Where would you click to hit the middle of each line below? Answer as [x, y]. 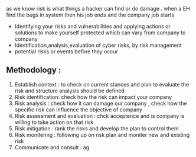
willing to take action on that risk [54, 122]
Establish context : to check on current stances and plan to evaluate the [102, 84]
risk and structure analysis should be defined [70, 91]
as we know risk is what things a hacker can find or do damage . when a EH [98, 9]
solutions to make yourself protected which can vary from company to [100, 33]
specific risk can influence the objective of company [79, 110]
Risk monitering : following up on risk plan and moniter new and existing [102, 134]
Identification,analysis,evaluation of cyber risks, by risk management [98, 45]
